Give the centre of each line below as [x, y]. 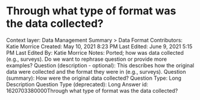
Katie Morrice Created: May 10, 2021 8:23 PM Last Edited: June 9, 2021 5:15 [99, 46]
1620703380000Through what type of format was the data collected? [92, 90]
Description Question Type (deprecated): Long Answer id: [77, 84]
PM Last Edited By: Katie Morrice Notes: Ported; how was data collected [95, 52]
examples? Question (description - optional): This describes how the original [100, 65]
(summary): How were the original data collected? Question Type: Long [94, 78]
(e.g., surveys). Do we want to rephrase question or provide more [87, 59]
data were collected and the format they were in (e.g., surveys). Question [96, 71]
